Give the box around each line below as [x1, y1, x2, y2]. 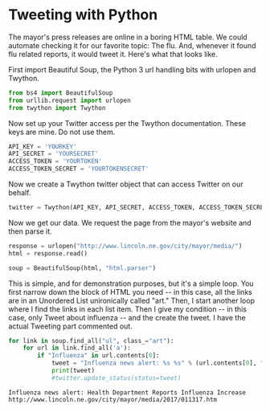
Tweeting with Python [8, 6, 158, 24]
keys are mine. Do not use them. [8, 127, 116, 137]
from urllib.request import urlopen [8, 96, 131, 104]
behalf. [8, 188, 31, 198]
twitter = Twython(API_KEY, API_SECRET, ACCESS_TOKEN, [8, 203, 196, 212]
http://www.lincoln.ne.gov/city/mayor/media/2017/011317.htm [8, 395, 218, 403]
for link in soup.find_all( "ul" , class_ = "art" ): [8, 337, 174, 345]
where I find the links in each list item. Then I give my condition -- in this [8, 304, 247, 314]
